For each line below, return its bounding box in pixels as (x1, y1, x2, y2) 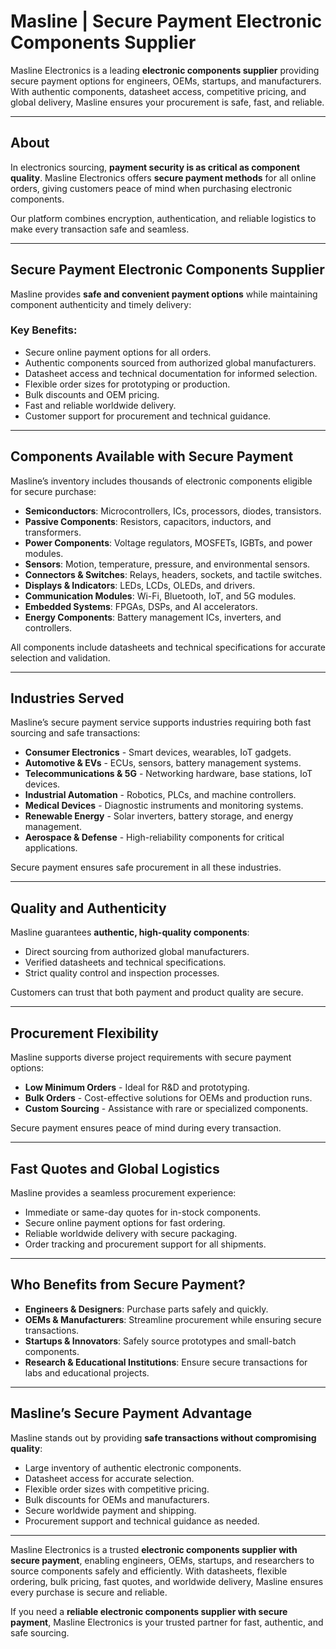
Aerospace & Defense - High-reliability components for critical (24, 831, 285, 844)
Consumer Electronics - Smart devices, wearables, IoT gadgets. (24, 746, 292, 759)
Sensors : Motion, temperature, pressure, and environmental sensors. (24, 558, 311, 570)
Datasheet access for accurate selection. (24, 1472, 195, 1484)
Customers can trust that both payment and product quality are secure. (10, 986, 304, 999)
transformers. (24, 526, 82, 538)
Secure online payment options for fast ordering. (24, 1216, 226, 1229)
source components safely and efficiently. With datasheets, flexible (10, 1565, 288, 1577)
